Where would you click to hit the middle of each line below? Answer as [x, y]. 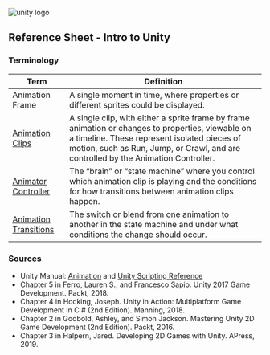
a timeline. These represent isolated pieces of [155, 138]
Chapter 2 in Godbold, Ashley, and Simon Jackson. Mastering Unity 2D [137, 318]
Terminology [34, 60]
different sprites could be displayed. [137, 104]
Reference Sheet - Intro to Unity [90, 37]
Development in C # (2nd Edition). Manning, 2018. [102, 310]
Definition [164, 81]
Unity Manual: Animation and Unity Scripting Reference [111, 275]
